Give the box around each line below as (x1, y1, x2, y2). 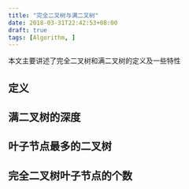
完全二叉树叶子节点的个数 (8, 169, 132, 182)
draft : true (8, 26, 47, 34)
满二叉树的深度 (8, 111, 81, 124)
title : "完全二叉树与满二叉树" (8, 11, 99, 20)
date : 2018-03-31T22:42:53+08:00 (8, 19, 118, 27)
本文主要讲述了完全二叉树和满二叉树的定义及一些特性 (8, 56, 181, 65)
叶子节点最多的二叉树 (8, 139, 112, 154)
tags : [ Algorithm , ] (8, 33, 76, 42)
